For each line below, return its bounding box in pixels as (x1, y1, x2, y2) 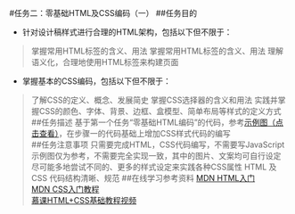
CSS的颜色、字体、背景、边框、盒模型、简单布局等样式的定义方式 (38, 106, 282, 116)
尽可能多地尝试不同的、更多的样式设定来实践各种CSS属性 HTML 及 (30, 161, 277, 172)
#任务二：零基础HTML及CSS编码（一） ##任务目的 (9, 8, 198, 18)
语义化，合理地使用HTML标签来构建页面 (30, 57, 179, 67)
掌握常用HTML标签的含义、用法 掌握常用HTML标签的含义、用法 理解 (30, 45, 283, 56)
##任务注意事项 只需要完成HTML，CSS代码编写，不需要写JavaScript (30, 139, 285, 150)
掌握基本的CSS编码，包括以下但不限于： (21, 76, 171, 86)
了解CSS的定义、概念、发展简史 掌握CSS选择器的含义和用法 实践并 (30, 95, 279, 105)
